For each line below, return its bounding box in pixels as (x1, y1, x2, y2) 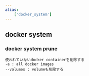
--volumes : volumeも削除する (5, 67, 64, 72)
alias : (5, 7, 19, 12)
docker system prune (5, 45, 58, 52)
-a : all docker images (5, 62, 54, 67)
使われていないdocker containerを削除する (5, 58, 85, 63)
